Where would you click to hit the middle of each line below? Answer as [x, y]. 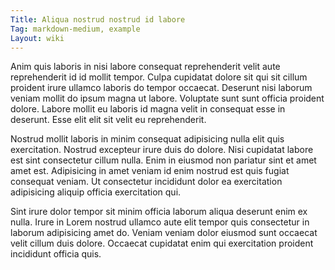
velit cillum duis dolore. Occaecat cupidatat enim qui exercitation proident [162, 243]
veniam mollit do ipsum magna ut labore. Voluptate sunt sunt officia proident [167, 98]
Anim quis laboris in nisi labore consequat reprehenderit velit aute [145, 67]
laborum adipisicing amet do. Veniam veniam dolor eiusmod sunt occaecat [164, 233]
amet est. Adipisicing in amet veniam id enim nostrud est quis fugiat [150, 171]
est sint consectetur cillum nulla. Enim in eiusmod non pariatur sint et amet [163, 160]
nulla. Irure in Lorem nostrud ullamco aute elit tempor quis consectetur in [160, 222]
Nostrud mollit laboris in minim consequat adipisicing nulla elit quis [147, 139]
